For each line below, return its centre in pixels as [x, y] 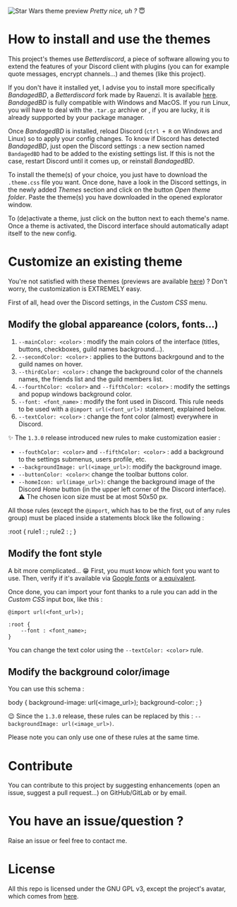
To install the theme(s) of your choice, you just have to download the [108, 174]
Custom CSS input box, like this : [55, 599]
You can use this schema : [46, 689]
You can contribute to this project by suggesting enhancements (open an [114, 785]
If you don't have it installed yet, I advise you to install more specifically [111, 87]
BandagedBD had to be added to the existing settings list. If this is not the [111, 153]
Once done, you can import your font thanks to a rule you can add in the [113, 591]
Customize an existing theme [95, 262]
